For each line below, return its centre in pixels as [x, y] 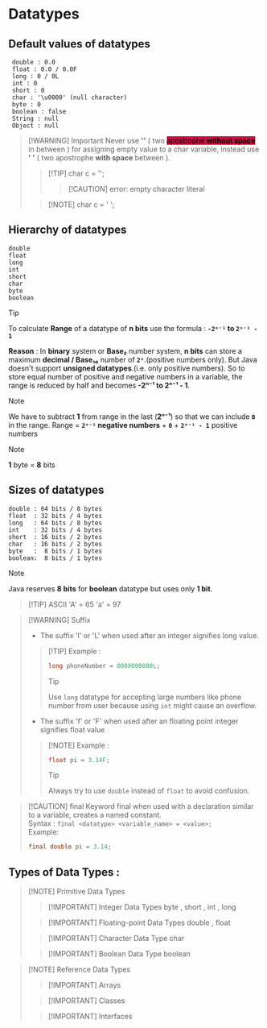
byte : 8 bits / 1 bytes [55, 551]
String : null [35, 118]
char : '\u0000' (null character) [70, 97]
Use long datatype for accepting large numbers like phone [145, 697]
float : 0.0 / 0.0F [45, 69]
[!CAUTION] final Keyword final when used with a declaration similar [141, 806]
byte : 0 [27, 105]
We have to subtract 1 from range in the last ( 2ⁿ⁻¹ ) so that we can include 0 [132, 417]
